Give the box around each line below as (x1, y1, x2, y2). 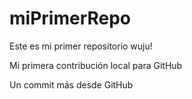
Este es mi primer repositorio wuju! (9, 40, 153, 52)
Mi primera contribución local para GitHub (9, 59, 183, 71)
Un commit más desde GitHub (9, 78, 134, 91)
